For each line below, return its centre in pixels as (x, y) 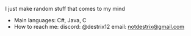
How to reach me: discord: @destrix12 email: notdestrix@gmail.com (99, 27)
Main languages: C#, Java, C (50, 20)
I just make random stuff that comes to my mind (65, 9)
